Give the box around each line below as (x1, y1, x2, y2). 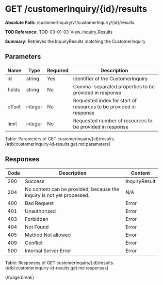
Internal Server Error (25, 247, 71, 254)
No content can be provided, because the (25, 186, 120, 192)
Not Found (25, 223, 49, 230)
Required (47, 67, 69, 74)
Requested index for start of (73, 97, 137, 104)
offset (7, 103, 21, 110)
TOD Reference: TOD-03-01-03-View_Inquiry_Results (5, 29, 113, 35)
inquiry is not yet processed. (25, 191, 90, 198)
